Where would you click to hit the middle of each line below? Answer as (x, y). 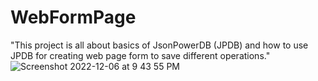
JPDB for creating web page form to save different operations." (140, 55)
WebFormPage (73, 17)
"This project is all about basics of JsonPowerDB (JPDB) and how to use (159, 45)
